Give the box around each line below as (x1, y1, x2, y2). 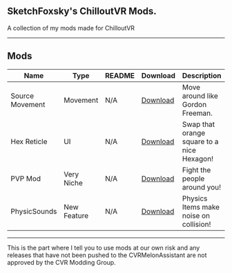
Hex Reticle (10, 136, 48, 146)
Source (10, 91, 35, 101)
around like (182, 91, 219, 101)
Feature (63, 210, 88, 220)
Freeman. (182, 108, 213, 118)
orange (182, 128, 206, 137)
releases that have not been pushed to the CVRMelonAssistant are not (7, 251, 207, 259)
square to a (182, 136, 219, 146)
